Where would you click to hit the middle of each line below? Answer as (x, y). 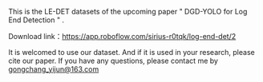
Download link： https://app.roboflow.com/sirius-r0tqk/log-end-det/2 (122, 36)
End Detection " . (36, 20)
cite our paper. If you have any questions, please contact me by (113, 61)
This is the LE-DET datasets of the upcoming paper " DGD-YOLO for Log (128, 12)
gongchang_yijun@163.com (54, 69)
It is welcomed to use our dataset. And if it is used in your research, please (131, 52)
